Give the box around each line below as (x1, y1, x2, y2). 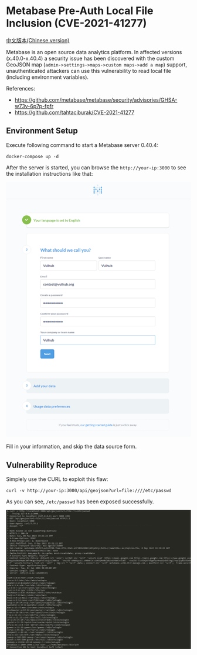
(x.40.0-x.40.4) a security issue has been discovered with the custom (6, 55, 175, 62)
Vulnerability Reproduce (6, 460, 97, 470)
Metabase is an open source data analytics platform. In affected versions (6, 48, 182, 55)
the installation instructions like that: (6, 170, 93, 177)
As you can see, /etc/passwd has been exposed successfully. (6, 498, 154, 505)
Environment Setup (6, 126, 78, 136)
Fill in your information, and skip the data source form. (6, 443, 137, 450)
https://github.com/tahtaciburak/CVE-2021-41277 (14, 109, 135, 116)
